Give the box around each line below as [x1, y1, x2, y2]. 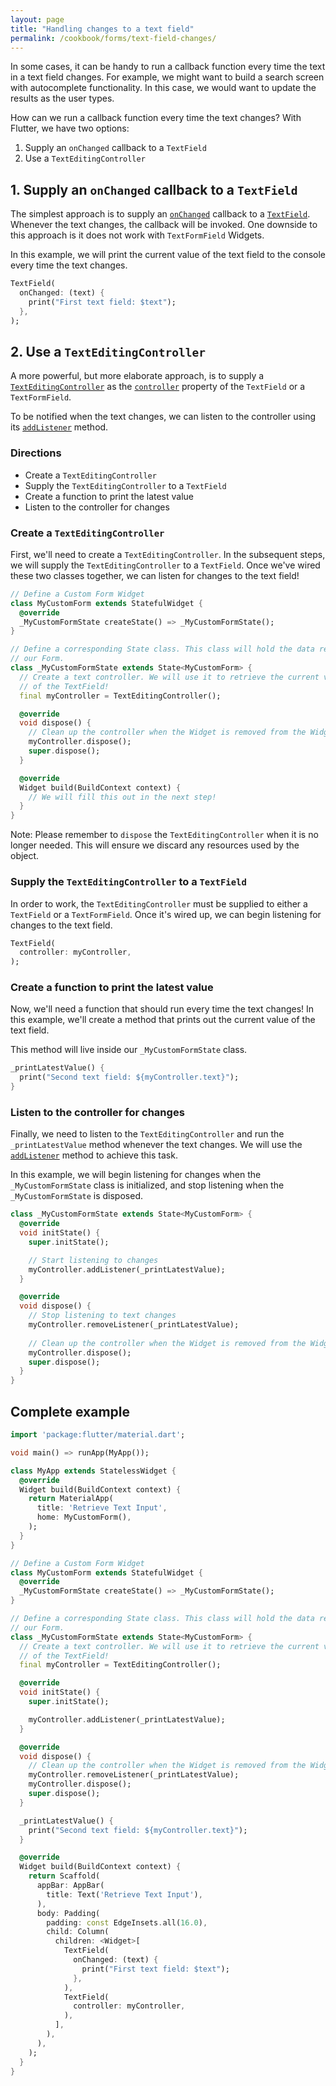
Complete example [10, 1403, 131, 1420]
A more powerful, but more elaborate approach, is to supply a [10, 370, 265, 382]
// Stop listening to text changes [28, 1311, 177, 1321]
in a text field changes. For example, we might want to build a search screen [10, 71, 325, 83]
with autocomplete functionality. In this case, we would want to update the [10, 82, 317, 94]
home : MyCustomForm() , [36, 1512, 132, 1523]
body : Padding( [36, 1908, 101, 1918]
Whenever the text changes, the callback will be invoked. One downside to [10, 219, 318, 231]
